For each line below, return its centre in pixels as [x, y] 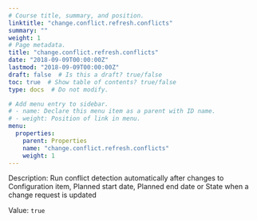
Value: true [27, 211]
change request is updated [53, 195]
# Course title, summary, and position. [77, 16]
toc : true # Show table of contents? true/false [93, 82]
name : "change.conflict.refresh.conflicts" [96, 148]
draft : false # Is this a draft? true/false [85, 75]
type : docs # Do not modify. [59, 89]
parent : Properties [55, 141]
